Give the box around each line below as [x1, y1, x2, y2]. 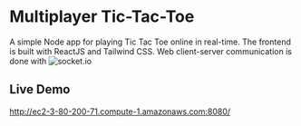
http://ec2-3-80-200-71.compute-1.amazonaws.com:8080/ [9, 106, 231, 117]
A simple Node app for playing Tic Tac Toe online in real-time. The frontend [9, 36, 292, 47]
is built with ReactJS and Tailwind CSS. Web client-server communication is [9, 45, 293, 56]
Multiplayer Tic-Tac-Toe [9, 6, 195, 27]
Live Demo [9, 82, 71, 97]
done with [9, 55, 47, 66]
